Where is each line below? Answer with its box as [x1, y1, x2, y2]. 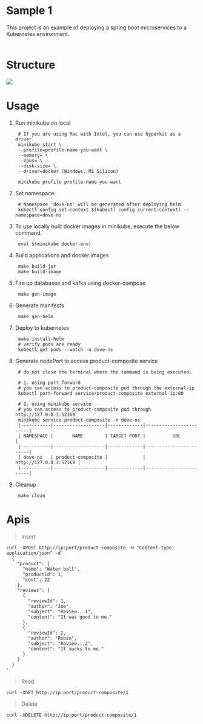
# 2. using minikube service [18, 401, 92, 407]
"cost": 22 [22, 576, 50, 583]
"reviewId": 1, [28, 597, 67, 604]
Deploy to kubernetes [15, 324, 70, 332]
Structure [6, 58, 56, 72]
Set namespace [15, 189, 55, 197]
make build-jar [18, 263, 56, 270]
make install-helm [18, 336, 65, 342]
